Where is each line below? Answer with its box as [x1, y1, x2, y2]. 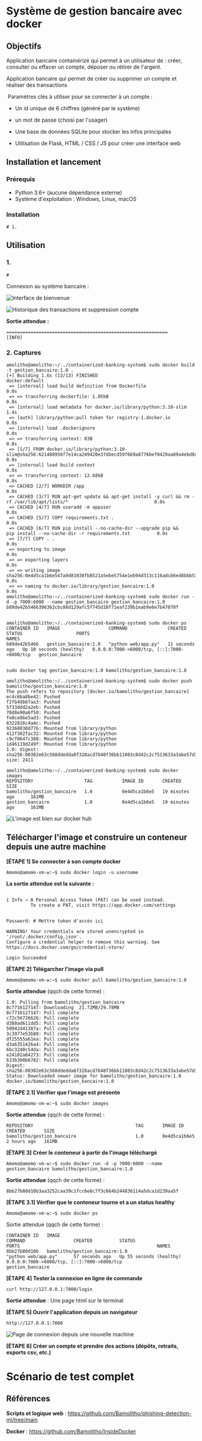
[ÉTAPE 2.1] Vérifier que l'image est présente [6, 1088, 120, 1096]
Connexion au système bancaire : [6, 282, 89, 290]
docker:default [6, 377, 44, 383]
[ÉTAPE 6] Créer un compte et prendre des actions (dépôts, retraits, [6, 1342, 179, 1350]
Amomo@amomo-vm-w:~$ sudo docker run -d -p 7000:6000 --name [6, 1161, 163, 1167]
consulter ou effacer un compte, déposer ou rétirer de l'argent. [6, 63, 162, 70]
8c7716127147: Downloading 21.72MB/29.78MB [6, 1004, 120, 1011]
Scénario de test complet [6, 1369, 134, 1383]
